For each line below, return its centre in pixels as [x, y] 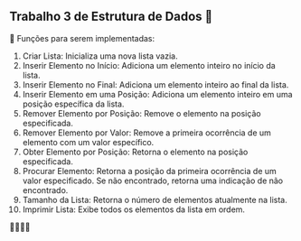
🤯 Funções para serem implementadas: [82, 38]
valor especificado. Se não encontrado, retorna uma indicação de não [153, 181]
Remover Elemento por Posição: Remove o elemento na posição [141, 113]
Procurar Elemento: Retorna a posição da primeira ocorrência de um [150, 171]
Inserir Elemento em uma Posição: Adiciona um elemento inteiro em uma [157, 94]
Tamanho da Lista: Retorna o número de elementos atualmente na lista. [155, 199]
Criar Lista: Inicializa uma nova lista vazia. [100, 56]
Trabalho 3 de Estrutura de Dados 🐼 [111, 17]
